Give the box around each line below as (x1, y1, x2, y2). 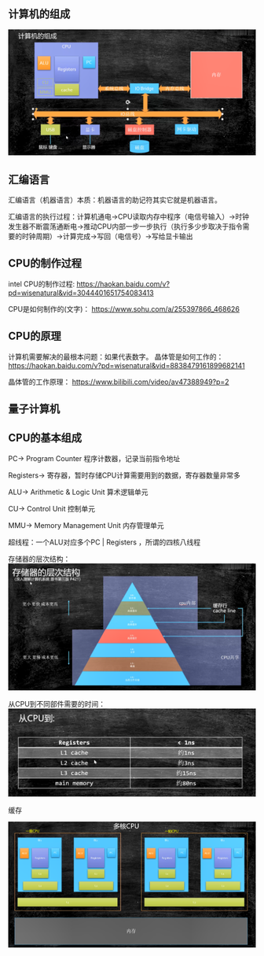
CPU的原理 (8, 330, 61, 343)
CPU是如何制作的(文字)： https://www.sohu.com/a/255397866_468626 (8, 304, 240, 313)
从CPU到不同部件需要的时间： (8, 699, 106, 708)
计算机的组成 (8, 7, 71, 21)
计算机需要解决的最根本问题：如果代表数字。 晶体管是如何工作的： (8, 352, 224, 361)
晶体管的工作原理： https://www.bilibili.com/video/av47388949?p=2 (8, 377, 229, 386)
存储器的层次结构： (8, 554, 71, 563)
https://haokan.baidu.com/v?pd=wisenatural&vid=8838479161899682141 (8, 360, 245, 370)
